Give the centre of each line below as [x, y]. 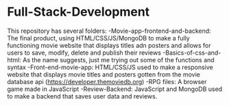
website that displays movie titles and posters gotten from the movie [104, 74]
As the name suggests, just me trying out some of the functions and [119, 59]
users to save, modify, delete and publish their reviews [84, 53]
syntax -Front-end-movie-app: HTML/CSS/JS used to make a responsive [110, 67]
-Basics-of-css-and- [192, 53]
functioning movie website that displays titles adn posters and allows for [109, 45]
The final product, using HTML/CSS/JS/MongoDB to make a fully [98, 38]
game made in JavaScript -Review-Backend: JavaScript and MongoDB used [115, 89]
